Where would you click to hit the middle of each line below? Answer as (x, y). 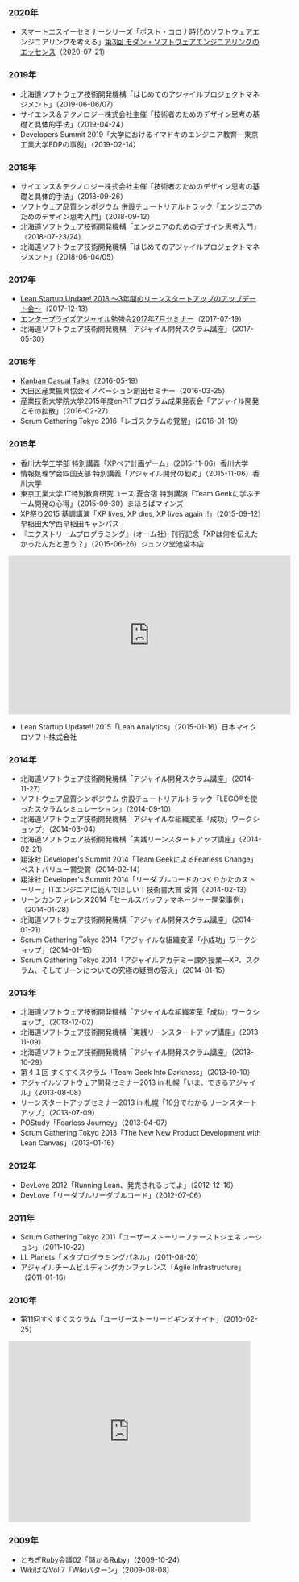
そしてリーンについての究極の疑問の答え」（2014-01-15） (135, 970)
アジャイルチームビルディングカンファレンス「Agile (105, 1267)
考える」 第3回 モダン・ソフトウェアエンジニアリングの (168, 42)
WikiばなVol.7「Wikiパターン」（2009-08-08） (97, 1570)
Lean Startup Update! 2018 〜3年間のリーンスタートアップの (120, 299)
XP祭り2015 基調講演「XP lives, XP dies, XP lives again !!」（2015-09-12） (141, 513)
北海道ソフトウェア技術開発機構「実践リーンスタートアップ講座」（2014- (141, 839)
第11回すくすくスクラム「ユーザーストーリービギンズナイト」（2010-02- (139, 1319)
